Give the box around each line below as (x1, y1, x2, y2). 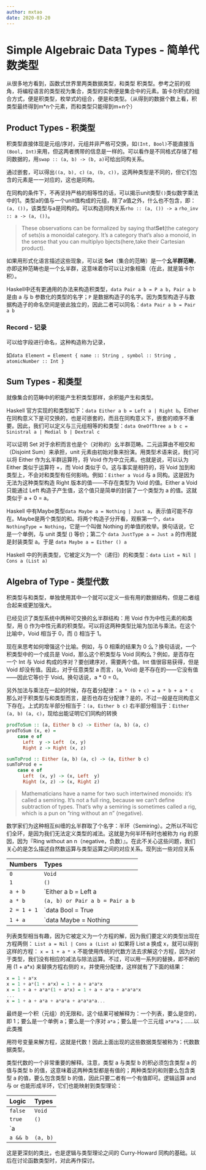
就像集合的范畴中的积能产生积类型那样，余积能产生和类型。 (6, 394, 157, 401)
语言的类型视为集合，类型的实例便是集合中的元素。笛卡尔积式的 (32, 87, 194, 95)
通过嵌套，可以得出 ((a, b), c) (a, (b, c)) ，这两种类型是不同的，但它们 (6, 168, 192, 176)
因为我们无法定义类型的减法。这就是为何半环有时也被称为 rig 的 (32, 830, 194, 837)
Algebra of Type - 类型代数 (6, 576, 109, 587)
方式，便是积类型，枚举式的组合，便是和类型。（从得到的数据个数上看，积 (11, 95, 197, 103)
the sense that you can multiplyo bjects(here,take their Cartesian (21, 238, 185, 246)
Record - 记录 (6, 323, 47, 332)
